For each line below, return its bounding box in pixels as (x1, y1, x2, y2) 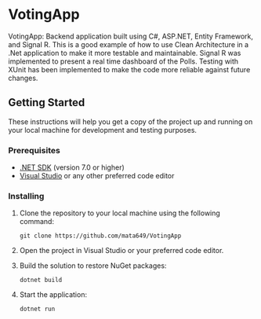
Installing (8, 190, 45, 201)
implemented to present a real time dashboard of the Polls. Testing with (8, 57, 239, 66)
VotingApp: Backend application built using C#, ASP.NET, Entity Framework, (8, 31, 253, 41)
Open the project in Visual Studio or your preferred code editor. (19, 246, 224, 255)
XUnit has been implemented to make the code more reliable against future (8, 64, 251, 74)
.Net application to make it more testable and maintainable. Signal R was (8, 48, 241, 57)
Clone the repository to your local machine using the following (19, 208, 221, 218)
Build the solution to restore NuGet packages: (19, 261, 167, 270)
